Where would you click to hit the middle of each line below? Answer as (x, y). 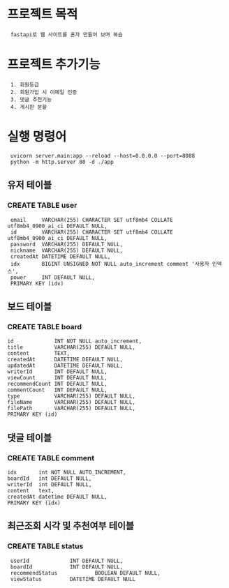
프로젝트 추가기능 (54, 65)
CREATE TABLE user (42, 205)
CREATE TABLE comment (51, 458)
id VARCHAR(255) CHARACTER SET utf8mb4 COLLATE (91, 232)
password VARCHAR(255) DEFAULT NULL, (67, 244)
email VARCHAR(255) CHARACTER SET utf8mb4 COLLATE (91, 220)
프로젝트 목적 (43, 14)
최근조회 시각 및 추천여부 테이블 (71, 526)
